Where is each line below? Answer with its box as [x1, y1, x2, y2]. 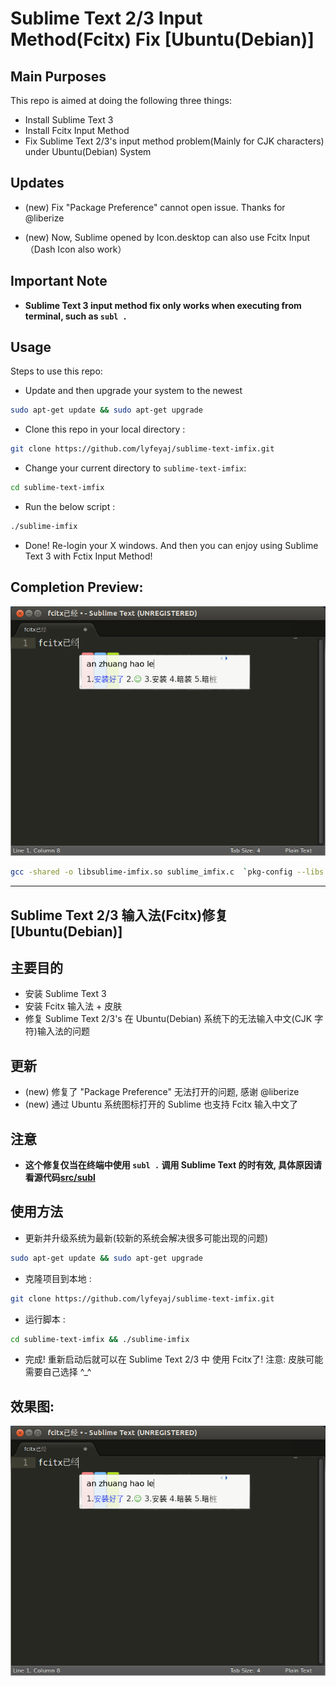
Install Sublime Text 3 [24, 114, 114, 126]
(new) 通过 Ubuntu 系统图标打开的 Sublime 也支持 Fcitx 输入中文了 [24, 1098, 298, 1111]
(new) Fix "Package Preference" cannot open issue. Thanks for [24, 201, 286, 213]
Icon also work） [57, 243, 127, 255]
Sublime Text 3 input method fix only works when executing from [24, 299, 302, 311]
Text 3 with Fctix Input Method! [24, 550, 153, 562]
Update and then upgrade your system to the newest [24, 385, 243, 397]
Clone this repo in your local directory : [24, 423, 186, 436]
